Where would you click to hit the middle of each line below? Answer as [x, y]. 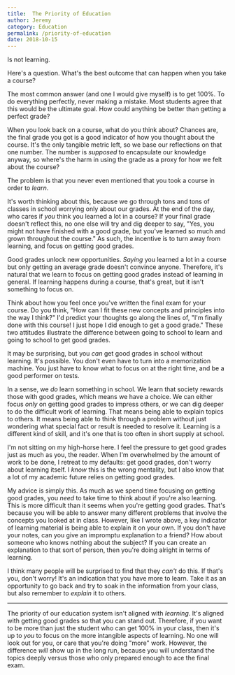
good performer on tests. [43, 376]
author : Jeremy [29, 20]
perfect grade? [29, 117]
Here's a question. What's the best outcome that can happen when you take [117, 73]
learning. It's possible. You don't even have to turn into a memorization [109, 361]
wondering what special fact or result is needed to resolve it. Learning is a [114, 426]
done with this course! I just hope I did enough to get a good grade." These [115, 325]
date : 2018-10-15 [33, 40]
